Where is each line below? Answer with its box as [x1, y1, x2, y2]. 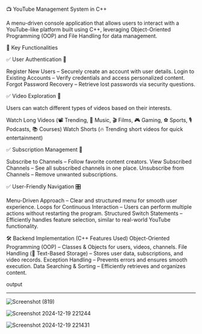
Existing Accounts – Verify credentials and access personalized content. [6, 74, 185, 81]
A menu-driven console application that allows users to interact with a [6, 19, 179, 27]
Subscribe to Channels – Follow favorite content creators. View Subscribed [6, 158, 192, 165]
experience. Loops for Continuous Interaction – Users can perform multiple [6, 204, 192, 210]
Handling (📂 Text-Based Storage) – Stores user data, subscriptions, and [6, 250, 183, 257]
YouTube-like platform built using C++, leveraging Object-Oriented [6, 26, 171, 33]
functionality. [6, 223, 39, 230]
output [6, 281, 23, 287]
